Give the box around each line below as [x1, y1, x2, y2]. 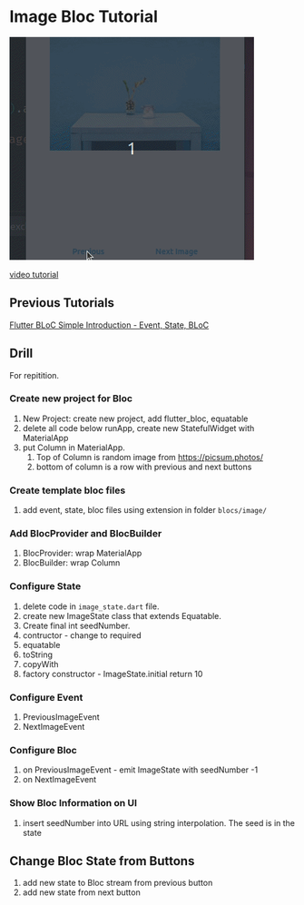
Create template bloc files [9, 484, 126, 497]
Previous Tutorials [9, 295, 115, 310]
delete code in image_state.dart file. [22, 601, 160, 612]
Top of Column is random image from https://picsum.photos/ [35, 451, 263, 462]
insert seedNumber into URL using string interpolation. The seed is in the [22, 817, 296, 828]
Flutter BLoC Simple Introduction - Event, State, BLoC [9, 320, 210, 330]
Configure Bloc [9, 743, 77, 756]
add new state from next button [22, 887, 141, 898]
